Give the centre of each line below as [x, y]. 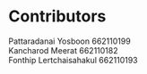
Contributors [57, 16]
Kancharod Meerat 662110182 [63, 50]
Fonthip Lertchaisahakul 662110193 [73, 60]
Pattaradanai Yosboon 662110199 [69, 41]
